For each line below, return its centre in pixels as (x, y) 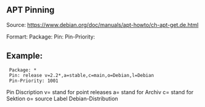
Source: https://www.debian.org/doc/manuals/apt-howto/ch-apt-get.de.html (103, 24)
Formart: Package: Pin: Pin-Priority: (51, 37)
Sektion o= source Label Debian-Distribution (62, 98)
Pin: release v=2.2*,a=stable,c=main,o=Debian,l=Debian (81, 75)
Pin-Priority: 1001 (34, 81)
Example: (24, 56)
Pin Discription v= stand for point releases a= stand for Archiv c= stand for (100, 92)
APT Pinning (31, 10)
